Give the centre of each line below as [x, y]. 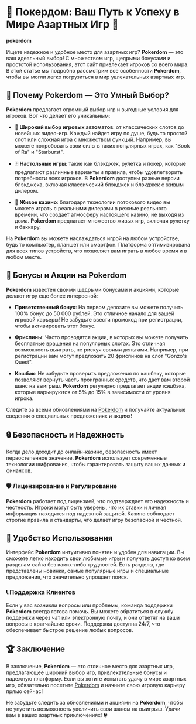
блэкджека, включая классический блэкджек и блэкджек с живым [99, 185]
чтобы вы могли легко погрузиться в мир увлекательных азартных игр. [96, 77]
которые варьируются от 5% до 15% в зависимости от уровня [92, 392]
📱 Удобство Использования [59, 538]
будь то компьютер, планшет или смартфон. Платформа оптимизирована [98, 244]
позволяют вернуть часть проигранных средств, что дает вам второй [102, 380]
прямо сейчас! [25, 691]
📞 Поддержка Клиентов [41, 592]
